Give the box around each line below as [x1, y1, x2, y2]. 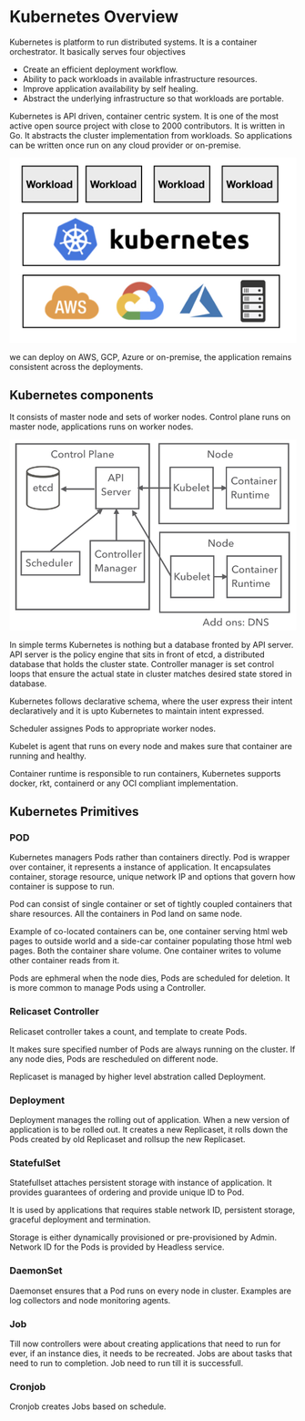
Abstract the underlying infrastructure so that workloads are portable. [22, 93, 284, 104]
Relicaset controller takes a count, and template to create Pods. [9, 1025, 248, 1036]
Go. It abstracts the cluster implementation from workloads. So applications [9, 129, 293, 140]
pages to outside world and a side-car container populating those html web [9, 936, 292, 947]
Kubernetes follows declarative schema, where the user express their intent [9, 695, 293, 706]
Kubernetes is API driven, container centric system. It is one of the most [9, 110, 280, 121]
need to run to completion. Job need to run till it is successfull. [9, 1357, 244, 1368]
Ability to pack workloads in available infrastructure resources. [22, 73, 258, 84]
